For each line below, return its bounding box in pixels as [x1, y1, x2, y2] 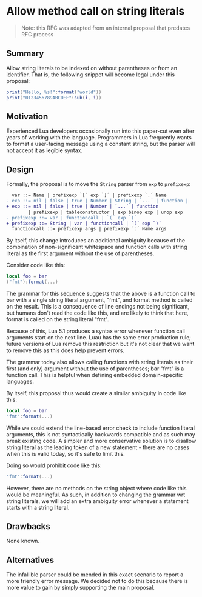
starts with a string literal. [6, 504, 70, 511]
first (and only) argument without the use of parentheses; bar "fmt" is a [6, 365, 184, 372]
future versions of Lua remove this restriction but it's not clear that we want [6, 341, 195, 347]
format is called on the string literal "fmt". [6, 316, 109, 322]
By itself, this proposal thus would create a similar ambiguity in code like [6, 390, 186, 396]
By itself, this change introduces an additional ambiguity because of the [6, 237, 186, 244]
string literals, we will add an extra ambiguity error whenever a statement [6, 497, 189, 504]
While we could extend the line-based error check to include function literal [6, 424, 195, 432]
